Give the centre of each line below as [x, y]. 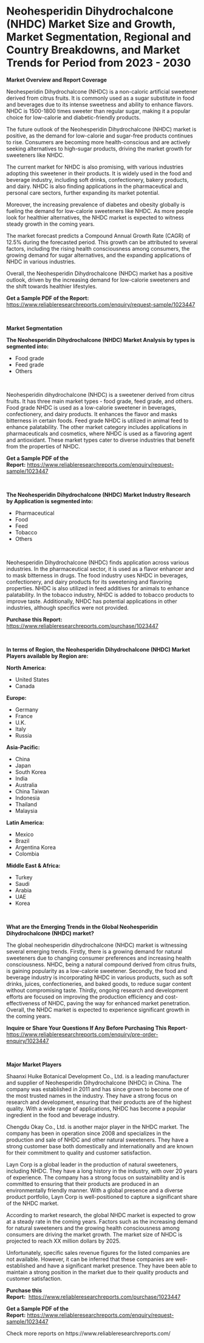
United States [32, 679]
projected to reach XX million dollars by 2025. [63, 1241]
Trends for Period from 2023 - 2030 [99, 63]
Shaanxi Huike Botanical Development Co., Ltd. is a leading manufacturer [98, 1076]
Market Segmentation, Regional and [99, 37]
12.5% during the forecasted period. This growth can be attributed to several [102, 242]
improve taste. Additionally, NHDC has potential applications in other [92, 601]
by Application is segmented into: [50, 501]
